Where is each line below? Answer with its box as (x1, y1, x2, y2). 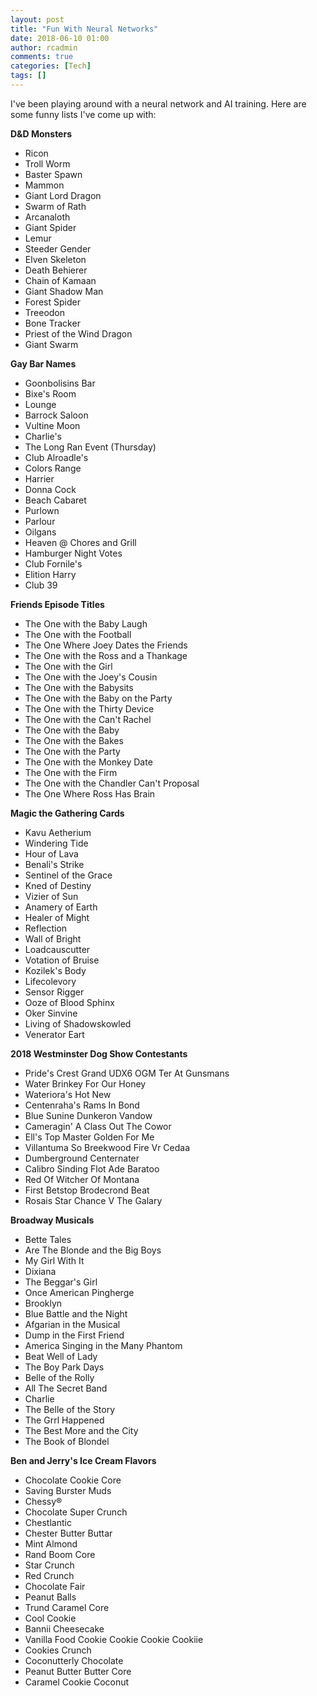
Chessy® (24, 1495, 63, 1507)
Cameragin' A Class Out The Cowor (24, 1120, 172, 1132)
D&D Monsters (10, 127, 72, 140)
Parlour (24, 515, 56, 527)
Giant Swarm (24, 338, 79, 350)
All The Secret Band (24, 1382, 108, 1394)
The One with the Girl (24, 660, 113, 672)
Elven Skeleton (24, 253, 87, 265)
